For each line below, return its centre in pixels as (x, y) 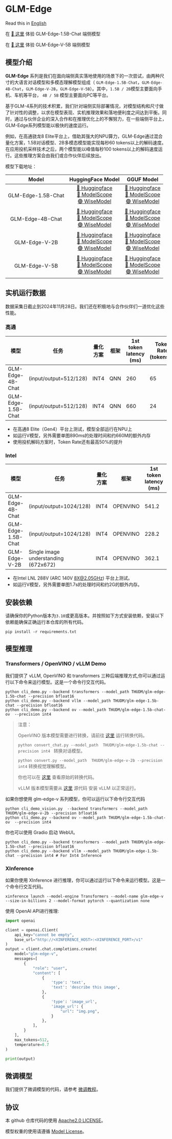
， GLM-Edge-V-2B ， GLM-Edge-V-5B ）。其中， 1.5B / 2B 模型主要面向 (89, 88)
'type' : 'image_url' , (74, 1002)
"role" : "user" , (50, 968)
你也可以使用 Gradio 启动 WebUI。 (41, 832)
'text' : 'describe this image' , (85, 987)
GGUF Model (143, 179)
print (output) (20, 1059)
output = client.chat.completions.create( (51, 949)
